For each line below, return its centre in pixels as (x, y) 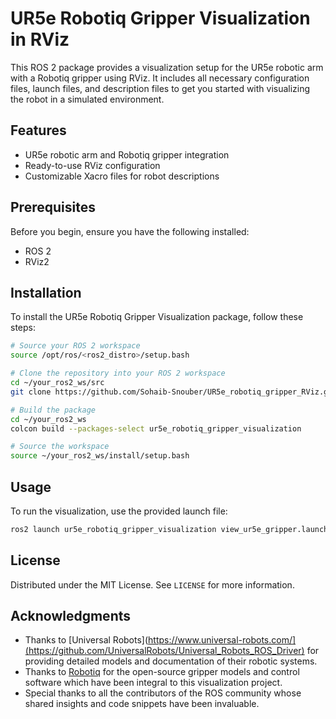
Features (38, 130)
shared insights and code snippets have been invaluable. (142, 704)
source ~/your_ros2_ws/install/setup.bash (100, 456)
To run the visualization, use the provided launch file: (119, 511)
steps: (23, 328)
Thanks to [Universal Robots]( (86, 640)
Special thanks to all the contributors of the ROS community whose (163, 693)
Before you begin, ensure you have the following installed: (130, 231)
